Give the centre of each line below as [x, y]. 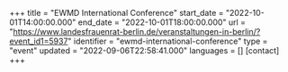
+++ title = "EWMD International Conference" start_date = [117, 13]
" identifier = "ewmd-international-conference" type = [167, 41]
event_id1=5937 [39, 41]
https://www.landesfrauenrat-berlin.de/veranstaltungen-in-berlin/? [137, 32]
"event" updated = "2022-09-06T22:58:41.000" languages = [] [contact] [144, 51]
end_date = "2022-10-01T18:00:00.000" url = [162, 22]
